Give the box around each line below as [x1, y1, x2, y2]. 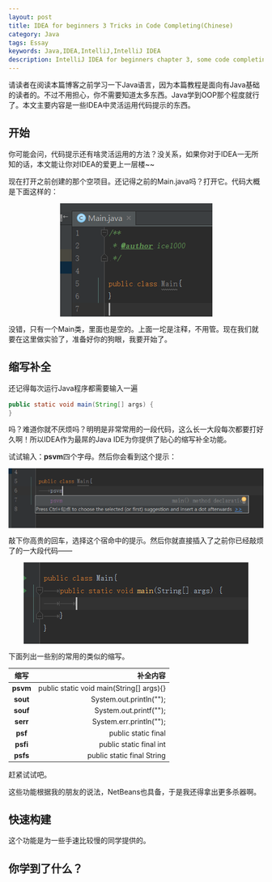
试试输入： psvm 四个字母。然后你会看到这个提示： [8, 452, 176, 461]
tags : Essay [8, 39, 49, 47]
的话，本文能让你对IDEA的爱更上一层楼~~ [15, 159, 155, 169]
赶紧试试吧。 [8, 770, 51, 779]
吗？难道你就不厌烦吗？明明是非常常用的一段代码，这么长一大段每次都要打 [8, 425, 257, 435]
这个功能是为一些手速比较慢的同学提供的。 [8, 836, 151, 846]
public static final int [98, 739, 166, 748]
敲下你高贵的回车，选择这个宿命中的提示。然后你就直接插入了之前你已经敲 [8, 535, 257, 545]
